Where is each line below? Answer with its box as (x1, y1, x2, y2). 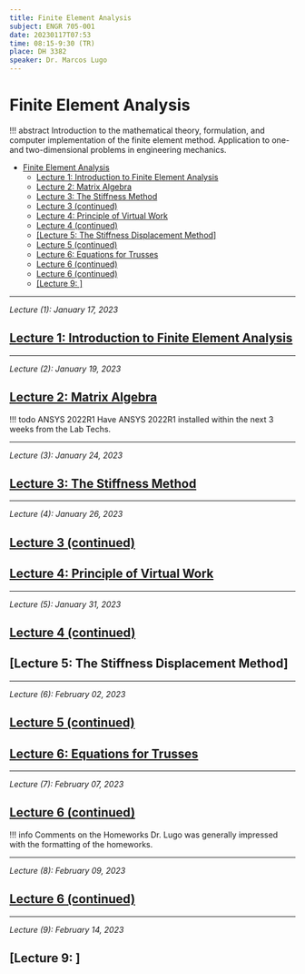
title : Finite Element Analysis (9, 13, 132, 23)
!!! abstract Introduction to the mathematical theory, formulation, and (9, 125, 265, 136)
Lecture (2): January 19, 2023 (9, 363, 122, 374)
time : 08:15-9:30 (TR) (9, 38, 95, 48)
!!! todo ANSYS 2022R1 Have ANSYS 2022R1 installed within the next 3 (9, 413, 274, 424)
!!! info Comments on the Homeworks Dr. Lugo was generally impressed (9, 829, 279, 840)
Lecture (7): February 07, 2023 (9, 778, 124, 789)
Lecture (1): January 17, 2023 (9, 304, 119, 315)
